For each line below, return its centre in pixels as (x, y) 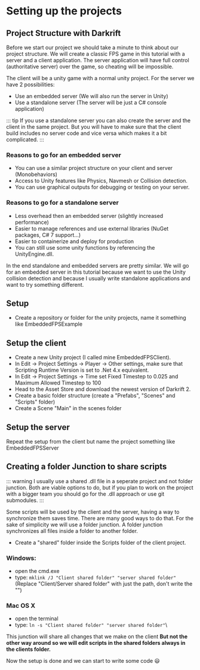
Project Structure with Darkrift (64, 33)
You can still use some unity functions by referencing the (85, 247)
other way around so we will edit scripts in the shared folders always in (96, 643)
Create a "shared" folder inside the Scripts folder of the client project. (100, 542)
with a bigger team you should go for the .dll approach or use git (85, 494)
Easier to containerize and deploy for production (74, 241)
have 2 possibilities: (30, 84)
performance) (32, 222)
